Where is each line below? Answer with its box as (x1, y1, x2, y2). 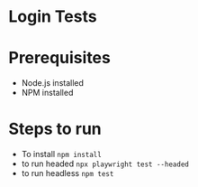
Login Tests (8, 6, 97, 27)
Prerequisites (8, 48, 112, 69)
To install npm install (21, 149, 103, 160)
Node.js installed (21, 78, 85, 89)
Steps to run (8, 119, 103, 139)
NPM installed (21, 88, 74, 98)
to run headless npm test (21, 168, 114, 179)
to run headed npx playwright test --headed (21, 158, 190, 169)
